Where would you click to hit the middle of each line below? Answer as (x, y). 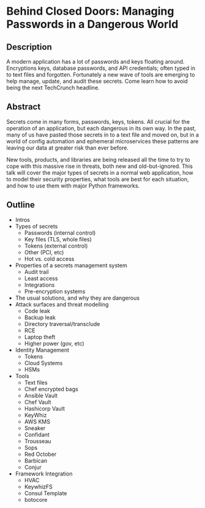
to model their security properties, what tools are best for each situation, (98, 179)
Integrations (39, 285)
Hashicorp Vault (45, 408)
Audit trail (36, 271)
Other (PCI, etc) (44, 252)
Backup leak (40, 317)
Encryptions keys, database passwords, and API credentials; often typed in (101, 68)
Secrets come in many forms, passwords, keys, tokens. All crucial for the (98, 121)
